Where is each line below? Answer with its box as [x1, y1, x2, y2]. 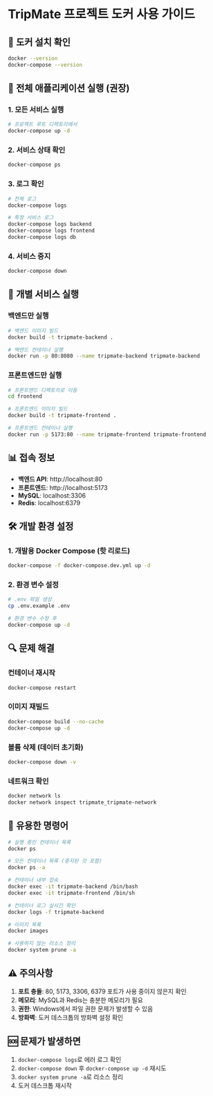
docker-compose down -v [8, 758, 77, 766]
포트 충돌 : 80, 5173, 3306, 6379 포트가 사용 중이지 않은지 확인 [17, 987, 187, 995]
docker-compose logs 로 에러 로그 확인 [17, 1055, 122, 1063]
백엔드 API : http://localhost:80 [17, 475, 103, 483]
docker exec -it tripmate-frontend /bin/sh [8, 889, 136, 896]
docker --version [8, 55, 58, 62]
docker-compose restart [8, 684, 77, 691]
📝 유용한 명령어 [8, 820, 68, 832]
